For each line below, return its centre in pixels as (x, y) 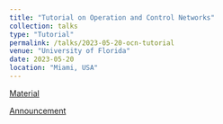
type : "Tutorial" (42, 34)
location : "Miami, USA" (54, 68)
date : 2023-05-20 (42, 59)
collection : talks (44, 26)
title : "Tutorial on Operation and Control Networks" (112, 18)
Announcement (38, 111)
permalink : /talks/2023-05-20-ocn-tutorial (92, 43)
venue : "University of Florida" (70, 51)
